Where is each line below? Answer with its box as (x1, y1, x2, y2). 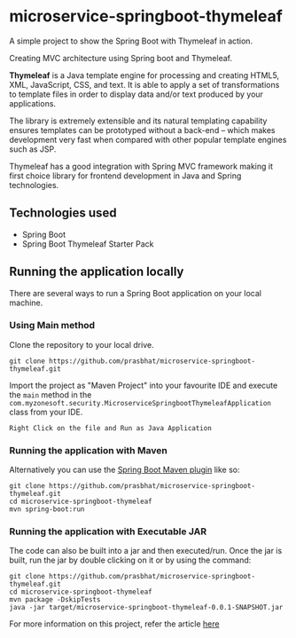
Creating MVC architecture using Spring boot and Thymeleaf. (9, 52, 233, 63)
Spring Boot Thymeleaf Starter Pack (21, 238, 154, 249)
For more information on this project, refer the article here (9, 618, 220, 629)
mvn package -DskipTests (9, 595, 101, 604)
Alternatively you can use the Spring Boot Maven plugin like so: (9, 464, 241, 476)
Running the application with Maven (9, 444, 168, 456)
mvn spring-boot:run (9, 505, 86, 514)
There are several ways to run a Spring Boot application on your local (9, 287, 261, 298)
